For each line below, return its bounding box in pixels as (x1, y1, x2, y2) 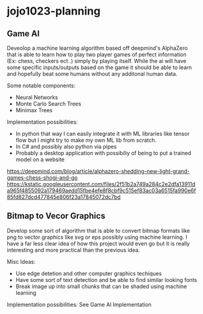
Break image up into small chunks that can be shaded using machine (15, 282, 187, 290)
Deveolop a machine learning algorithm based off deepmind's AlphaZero (7, 44, 188, 52)
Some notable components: (7, 82, 76, 89)
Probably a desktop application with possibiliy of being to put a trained (15, 150, 192, 156)
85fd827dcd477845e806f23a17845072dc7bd (7, 193, 121, 201)
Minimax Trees (15, 107, 53, 113)
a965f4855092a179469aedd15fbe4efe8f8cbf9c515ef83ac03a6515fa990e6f (7, 187, 196, 194)
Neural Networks (15, 94, 58, 101)
